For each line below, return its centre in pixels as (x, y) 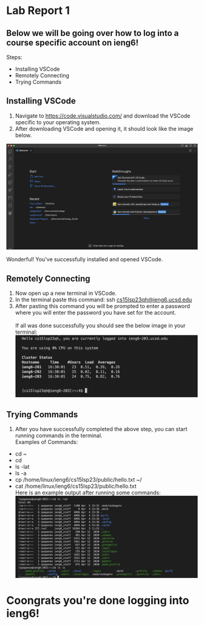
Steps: (14, 57)
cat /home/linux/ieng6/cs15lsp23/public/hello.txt (76, 486)
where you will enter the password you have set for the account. (95, 312)
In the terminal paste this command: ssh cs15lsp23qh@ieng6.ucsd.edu (104, 300)
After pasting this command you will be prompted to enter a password (102, 306)
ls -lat (22, 466)
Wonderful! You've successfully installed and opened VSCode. (85, 259)
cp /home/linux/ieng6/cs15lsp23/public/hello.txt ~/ (78, 479)
